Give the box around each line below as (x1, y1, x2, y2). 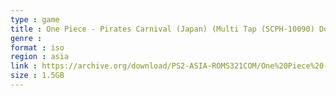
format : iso (10, 42, 65, 53)
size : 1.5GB (10, 71, 65, 81)
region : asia (10, 52, 70, 62)
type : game (10, 14, 60, 25)
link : (10, 61, 38, 71)
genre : (10, 33, 43, 43)
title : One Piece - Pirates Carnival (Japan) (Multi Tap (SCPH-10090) (10, 24, 315, 34)
